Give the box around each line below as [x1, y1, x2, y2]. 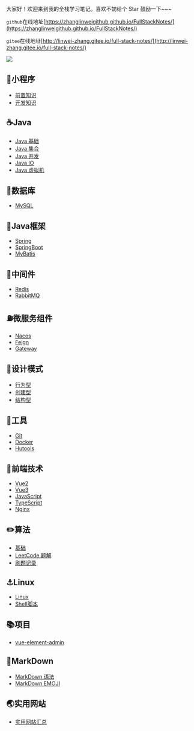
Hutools [14, 445, 35, 452]
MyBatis [14, 250, 35, 257]
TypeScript [14, 499, 43, 506]
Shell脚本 [14, 600, 38, 607]
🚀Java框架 [6, 221, 46, 231]
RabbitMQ [14, 292, 40, 300]
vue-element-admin [14, 638, 65, 646]
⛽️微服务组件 [6, 313, 53, 324]
